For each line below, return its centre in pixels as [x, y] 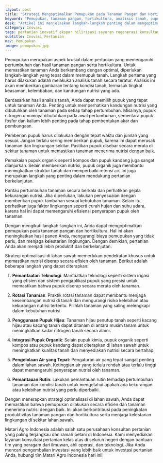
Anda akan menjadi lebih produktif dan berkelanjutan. [58, 246]
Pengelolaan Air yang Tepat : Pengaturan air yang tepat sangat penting [83, 359]
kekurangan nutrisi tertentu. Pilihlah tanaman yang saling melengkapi [81, 305]
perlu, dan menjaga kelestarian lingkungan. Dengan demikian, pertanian [77, 241]
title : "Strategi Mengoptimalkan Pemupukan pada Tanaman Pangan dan [76, 14]
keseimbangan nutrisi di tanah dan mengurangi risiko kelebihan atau [80, 300]
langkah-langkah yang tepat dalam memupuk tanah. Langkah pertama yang [81, 75]
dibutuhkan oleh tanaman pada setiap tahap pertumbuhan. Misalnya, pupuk [81, 110]
